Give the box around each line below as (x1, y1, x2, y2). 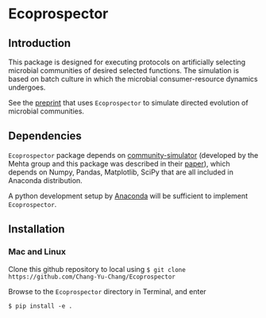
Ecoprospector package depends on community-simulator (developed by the (8, 150, 259, 159)
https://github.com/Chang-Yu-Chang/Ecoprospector (8, 273, 176, 281)
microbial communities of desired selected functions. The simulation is (8, 66, 240, 75)
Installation (8, 223, 65, 236)
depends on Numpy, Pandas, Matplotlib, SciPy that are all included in (8, 167, 234, 177)
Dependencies (8, 129, 82, 143)
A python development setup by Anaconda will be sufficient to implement (8, 191, 249, 201)
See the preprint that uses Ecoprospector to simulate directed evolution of (8, 98, 249, 107)
